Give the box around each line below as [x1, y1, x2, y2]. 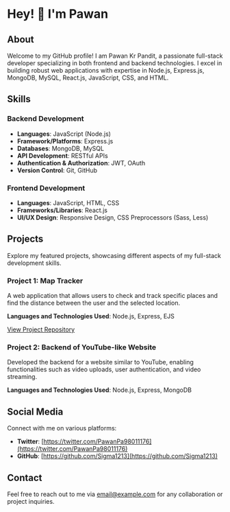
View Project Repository [7, 325, 75, 334]
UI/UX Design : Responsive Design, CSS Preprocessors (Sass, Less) [16, 213, 209, 222]
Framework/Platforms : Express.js [16, 137, 114, 145]
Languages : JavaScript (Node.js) [16, 130, 112, 138]
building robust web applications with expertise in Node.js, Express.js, [7, 67, 205, 74]
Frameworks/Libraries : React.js [16, 206, 108, 214]
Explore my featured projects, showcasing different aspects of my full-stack [7, 251, 221, 259]
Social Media [7, 406, 64, 417]
